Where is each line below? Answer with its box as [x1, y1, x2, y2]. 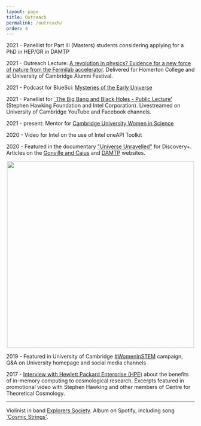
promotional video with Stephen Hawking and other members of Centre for [6, 384, 191, 391]
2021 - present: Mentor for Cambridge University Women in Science [6, 120, 174, 127]
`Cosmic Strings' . [6, 413, 48, 421]
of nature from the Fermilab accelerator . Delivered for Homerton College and [6, 66, 195, 73]
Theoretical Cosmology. [6, 390, 65, 397]
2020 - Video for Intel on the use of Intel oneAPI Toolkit [6, 131, 142, 139]
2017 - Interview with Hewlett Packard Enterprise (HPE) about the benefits [6, 371, 189, 378]
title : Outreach [6, 14, 47, 20]
